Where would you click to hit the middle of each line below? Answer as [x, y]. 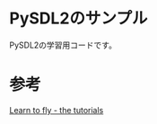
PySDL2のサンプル [78, 18]
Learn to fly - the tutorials [57, 110]
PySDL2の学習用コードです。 [63, 45]
